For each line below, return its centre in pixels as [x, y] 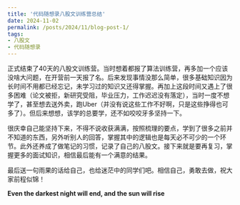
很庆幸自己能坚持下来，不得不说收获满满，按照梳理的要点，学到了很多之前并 [120, 128]
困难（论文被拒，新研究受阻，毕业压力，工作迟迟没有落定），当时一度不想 [121, 95]
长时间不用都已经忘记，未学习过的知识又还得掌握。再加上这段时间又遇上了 [117, 86]
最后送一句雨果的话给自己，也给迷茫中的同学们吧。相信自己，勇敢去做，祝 [117, 170]
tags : [15, 34]
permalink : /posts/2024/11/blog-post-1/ [69, 27]
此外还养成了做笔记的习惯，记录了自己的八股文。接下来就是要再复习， [123, 146]
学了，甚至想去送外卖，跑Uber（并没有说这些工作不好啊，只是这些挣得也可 [118, 104]
